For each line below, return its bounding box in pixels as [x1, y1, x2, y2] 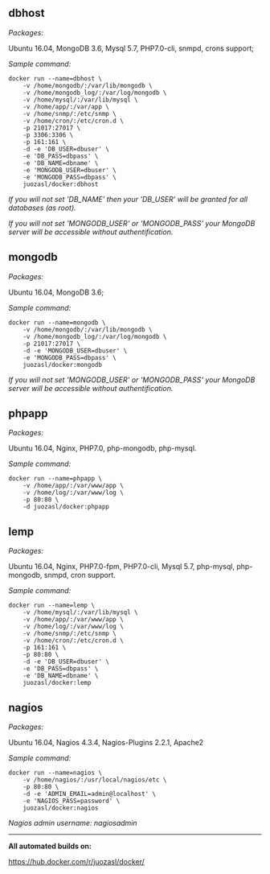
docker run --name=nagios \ [8, 769, 103, 777]
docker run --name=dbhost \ [8, 74, 103, 83]
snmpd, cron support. [43, 571, 117, 580]
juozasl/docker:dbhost [22, 180, 99, 188]
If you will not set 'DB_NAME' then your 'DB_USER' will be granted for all [8, 194, 247, 204]
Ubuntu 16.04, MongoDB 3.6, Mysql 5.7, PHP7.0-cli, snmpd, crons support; [8, 43, 255, 53]
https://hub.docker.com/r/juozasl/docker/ [8, 857, 145, 867]
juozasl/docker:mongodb [22, 361, 103, 369]
